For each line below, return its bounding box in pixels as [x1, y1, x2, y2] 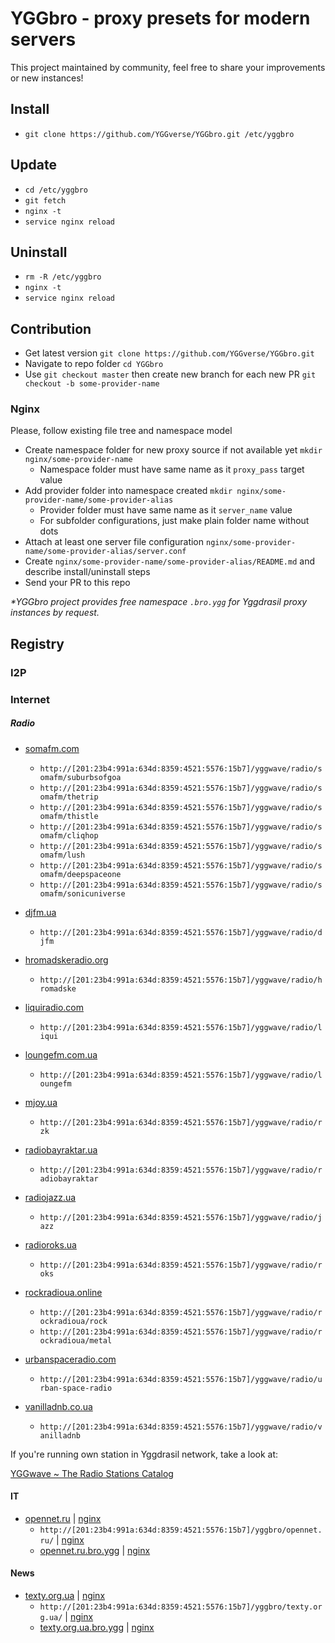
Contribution [10, 320, 92, 337]
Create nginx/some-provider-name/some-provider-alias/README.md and [24, 555, 315, 567]
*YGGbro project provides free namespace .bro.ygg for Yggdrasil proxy [10, 596, 308, 608]
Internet [10, 692, 51, 706]
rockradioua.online [24, 1286, 103, 1298]
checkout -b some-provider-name [24, 379, 160, 389]
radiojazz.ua [24, 1191, 77, 1203]
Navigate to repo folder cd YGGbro [24, 358, 164, 370]
